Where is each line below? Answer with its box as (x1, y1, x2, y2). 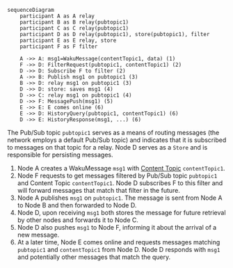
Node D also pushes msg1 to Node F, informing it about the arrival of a (17, 223, 217, 231)
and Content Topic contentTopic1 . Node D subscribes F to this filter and (17, 179, 223, 187)
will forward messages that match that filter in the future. (17, 187, 181, 194)
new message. (17, 230, 60, 239)
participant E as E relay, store (19, 37, 117, 44)
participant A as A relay (19, 13, 95, 19)
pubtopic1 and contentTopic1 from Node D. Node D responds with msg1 (17, 246, 220, 253)
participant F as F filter (19, 43, 98, 50)
